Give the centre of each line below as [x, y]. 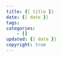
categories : [21, 28]
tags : [13, 23]
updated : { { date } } [32, 39]
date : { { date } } [27, 17]
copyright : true [26, 45]
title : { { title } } [30, 12]
